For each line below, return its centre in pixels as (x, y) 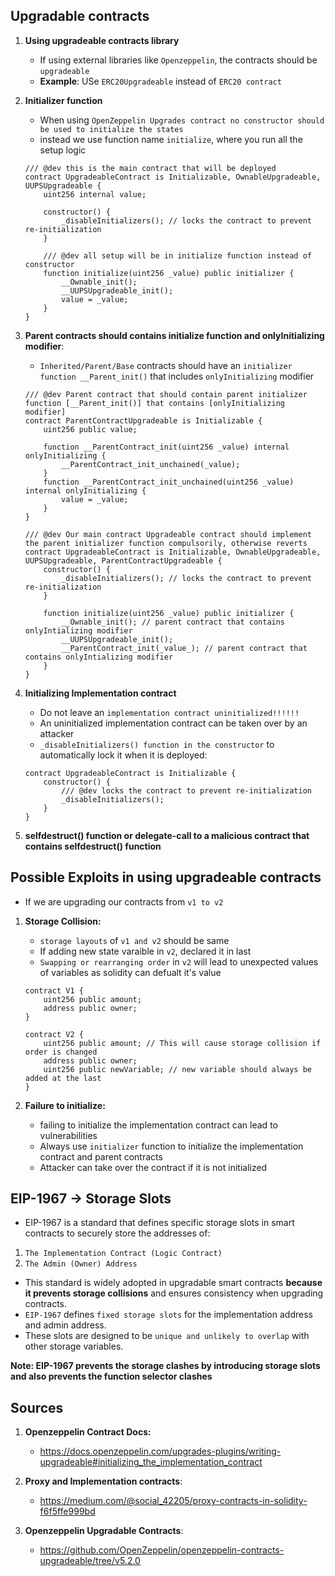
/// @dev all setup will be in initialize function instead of (177, 255)
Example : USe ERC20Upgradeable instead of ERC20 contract (160, 81)
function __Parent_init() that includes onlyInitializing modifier (177, 376)
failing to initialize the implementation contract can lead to (158, 1125)
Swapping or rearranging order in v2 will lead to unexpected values (179, 961)
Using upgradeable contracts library (102, 40)
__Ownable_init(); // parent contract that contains (173, 622)
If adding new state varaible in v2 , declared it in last (145, 951)
